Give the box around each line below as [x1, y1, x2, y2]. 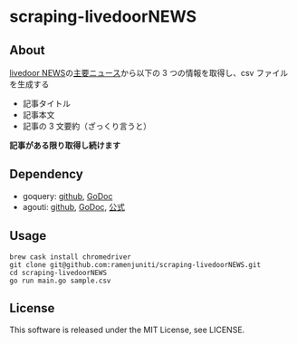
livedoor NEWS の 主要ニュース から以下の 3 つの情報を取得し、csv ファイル [9, 68, 288, 78]
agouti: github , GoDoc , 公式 [22, 201, 125, 212]
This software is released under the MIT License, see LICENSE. [9, 324, 245, 336]
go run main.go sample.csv [9, 276, 111, 285]
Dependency [9, 167, 83, 182]
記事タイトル [22, 98, 71, 109]
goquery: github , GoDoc [22, 190, 113, 201]
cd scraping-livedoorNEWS [9, 268, 107, 277]
